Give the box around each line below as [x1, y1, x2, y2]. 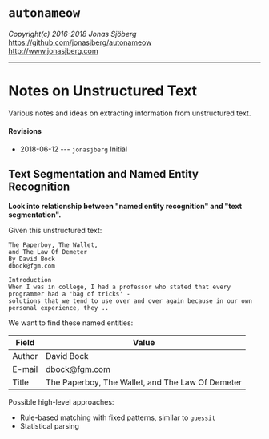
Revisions [8, 127, 42, 136]
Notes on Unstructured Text [8, 82, 198, 100]
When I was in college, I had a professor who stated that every [8, 283, 231, 291]
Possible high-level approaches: [8, 397, 114, 406]
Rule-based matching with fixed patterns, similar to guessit [19, 413, 216, 422]
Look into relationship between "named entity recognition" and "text [8, 201, 243, 211]
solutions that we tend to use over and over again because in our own [8, 296, 252, 305]
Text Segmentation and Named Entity [8, 167, 199, 181]
